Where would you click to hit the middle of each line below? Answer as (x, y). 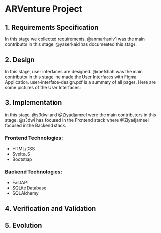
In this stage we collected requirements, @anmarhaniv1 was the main (75, 39)
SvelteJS (21, 154)
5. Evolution (24, 225)
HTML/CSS (24, 148)
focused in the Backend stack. (36, 125)
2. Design (20, 60)
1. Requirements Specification (52, 27)
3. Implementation (34, 103)
